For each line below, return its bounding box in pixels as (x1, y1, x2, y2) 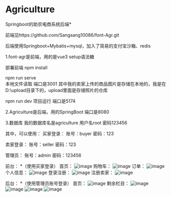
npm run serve (5, 75, 36, 81)
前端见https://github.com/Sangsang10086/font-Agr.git (5, 32, 119, 38)
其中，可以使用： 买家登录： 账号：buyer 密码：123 (5, 130, 114, 136)
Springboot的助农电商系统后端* (5, 21, 72, 27)
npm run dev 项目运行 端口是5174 (5, 98, 76, 104)
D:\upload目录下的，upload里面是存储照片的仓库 (5, 87, 108, 93)
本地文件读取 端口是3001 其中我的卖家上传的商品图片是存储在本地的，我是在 (5, 81, 166, 87)
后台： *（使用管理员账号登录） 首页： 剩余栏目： (5, 180, 130, 186)
